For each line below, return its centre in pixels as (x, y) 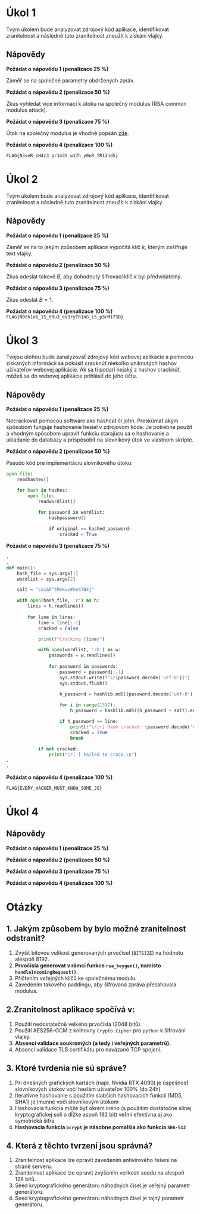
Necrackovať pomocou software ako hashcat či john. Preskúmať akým (92, 421)
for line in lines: (52, 617)
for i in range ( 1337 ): (87, 705)
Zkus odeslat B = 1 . (30, 299)
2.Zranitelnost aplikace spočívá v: (71, 1010)
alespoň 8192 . (32, 959)
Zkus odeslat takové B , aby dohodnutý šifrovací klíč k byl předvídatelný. (94, 276)
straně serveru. (33, 1167)
